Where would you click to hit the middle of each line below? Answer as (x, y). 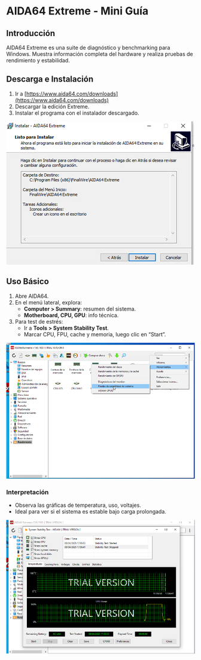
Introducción (31, 33)
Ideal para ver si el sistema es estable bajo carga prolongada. (90, 511)
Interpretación (28, 492)
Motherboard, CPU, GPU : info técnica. (71, 315)
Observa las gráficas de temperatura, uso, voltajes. (78, 505)
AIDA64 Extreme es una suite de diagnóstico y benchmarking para (88, 47)
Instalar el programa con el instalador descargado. (77, 113)
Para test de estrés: (39, 321)
